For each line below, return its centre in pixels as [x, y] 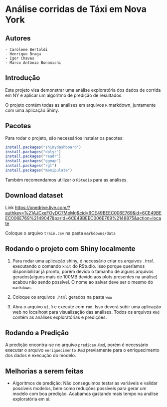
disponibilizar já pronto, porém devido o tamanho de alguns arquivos [83, 271]
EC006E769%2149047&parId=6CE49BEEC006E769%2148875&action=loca [83, 218]
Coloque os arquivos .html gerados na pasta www [62, 297]
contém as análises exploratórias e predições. [60, 317]
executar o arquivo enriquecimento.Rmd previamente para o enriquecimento [82, 350]
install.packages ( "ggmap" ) [33, 161]
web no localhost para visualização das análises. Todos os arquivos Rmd [86, 312]
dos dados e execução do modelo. [41, 356]
